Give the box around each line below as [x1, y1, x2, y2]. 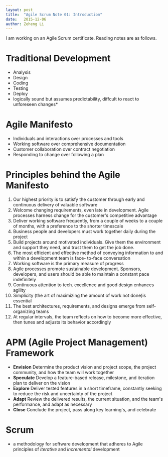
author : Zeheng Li [6, 21, 44, 27]
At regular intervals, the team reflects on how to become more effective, [13, 314, 162, 320]
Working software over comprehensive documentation [13, 141, 126, 147]
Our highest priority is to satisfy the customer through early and [13, 196, 145, 202]
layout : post [6, 7, 33, 13]
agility [13, 287, 26, 293]
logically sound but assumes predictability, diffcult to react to [13, 96, 139, 102]
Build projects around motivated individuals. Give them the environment [13, 239, 161, 245]
